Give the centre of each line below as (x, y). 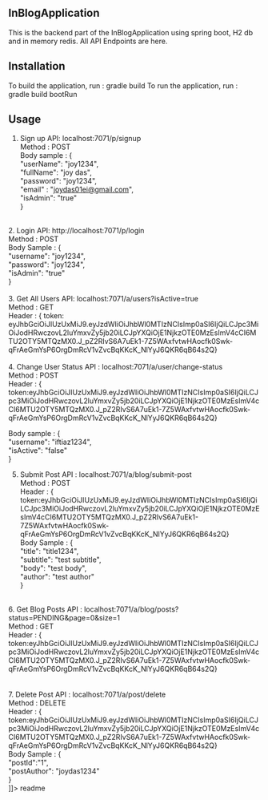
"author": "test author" (57, 577)
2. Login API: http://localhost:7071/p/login (76, 231)
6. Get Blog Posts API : (45, 609)
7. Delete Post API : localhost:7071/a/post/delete (87, 695)
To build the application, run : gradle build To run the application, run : (123, 85)
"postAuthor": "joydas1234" (54, 771)
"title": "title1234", (49, 552)
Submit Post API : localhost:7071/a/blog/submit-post (106, 475)
